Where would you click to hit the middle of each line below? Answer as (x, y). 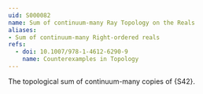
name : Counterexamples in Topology (81, 60)
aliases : (22, 30)
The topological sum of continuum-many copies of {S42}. (101, 81)
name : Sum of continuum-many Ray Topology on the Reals (101, 23)
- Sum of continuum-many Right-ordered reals (84, 37)
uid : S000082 (30, 15)
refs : (17, 45)
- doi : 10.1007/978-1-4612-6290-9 (72, 52)
